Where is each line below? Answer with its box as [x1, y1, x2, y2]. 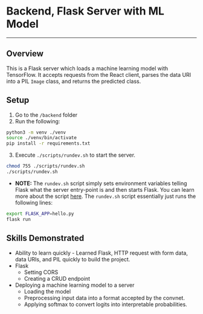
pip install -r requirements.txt [6, 140, 91, 146]
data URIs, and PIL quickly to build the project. [14, 255, 130, 263]
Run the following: [14, 117, 60, 125]
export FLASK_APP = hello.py [6, 211, 74, 217]
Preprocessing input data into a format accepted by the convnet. [24, 294, 185, 301]
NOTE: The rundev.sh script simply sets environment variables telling [14, 180, 187, 187]
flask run [6, 216, 31, 222]
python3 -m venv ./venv [6, 129, 66, 136]
